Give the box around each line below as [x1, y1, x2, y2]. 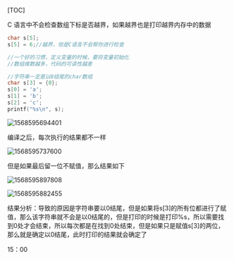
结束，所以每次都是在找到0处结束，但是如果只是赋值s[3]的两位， [35, 221, 224, 229]
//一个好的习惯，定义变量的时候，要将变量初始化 [7, 53, 129, 61]
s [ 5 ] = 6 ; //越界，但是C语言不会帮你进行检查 [7, 41, 125, 48]
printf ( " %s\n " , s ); [7, 106, 65, 113]
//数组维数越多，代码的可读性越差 [7, 60, 93, 68]
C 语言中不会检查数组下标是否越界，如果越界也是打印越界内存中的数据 [7, 20, 211, 29]
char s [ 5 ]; [7, 34, 39, 42]
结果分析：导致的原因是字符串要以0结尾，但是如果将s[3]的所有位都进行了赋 [7, 203, 227, 212]
